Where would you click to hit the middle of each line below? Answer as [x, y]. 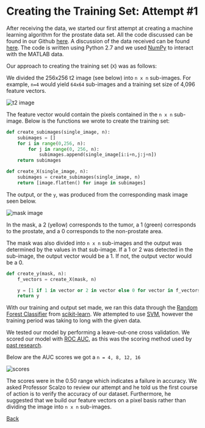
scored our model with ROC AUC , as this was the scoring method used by [99, 339]
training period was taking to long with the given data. [74, 321]
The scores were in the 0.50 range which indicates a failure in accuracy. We [102, 381]
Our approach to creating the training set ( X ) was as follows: [82, 66]
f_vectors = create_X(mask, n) [57, 279]
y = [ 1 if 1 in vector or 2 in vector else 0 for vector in [95, 290]
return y [28, 296]
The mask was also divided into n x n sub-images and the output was [94, 243]
